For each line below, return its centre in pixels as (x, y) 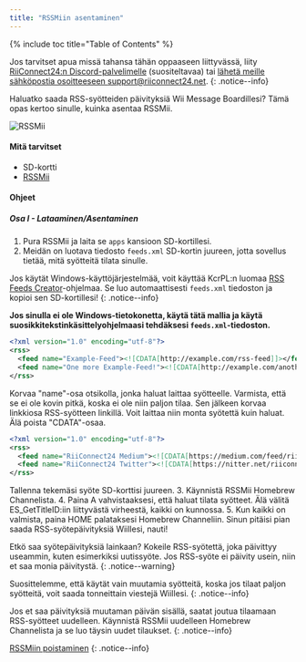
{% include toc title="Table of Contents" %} (92, 44)
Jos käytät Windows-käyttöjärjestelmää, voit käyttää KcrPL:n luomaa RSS (147, 278)
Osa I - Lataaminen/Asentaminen (74, 219)
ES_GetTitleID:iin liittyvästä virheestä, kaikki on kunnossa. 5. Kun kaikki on (148, 510)
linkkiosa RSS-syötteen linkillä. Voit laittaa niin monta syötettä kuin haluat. (147, 412)
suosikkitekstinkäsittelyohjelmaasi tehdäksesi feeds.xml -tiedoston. (140, 326)
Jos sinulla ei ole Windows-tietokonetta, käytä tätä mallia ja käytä (136, 315)
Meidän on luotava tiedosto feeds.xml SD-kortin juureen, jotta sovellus (154, 251)
